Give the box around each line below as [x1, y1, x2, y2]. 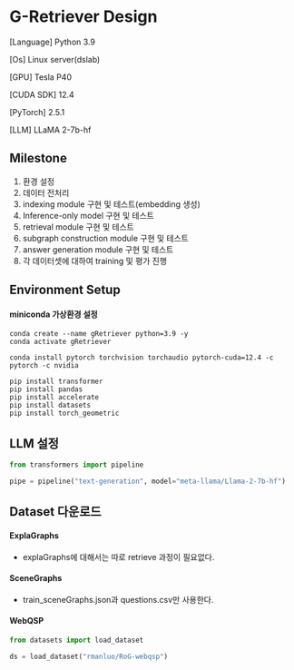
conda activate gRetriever [9, 338, 112, 347]
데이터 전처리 [22, 187, 70, 198]
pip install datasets [9, 401, 92, 410]
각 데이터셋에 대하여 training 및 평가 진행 [22, 255, 168, 266]
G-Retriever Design [9, 6, 158, 27]
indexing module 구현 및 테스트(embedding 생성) [22, 198, 201, 210]
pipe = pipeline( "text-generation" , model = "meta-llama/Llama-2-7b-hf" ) [9, 477, 286, 487]
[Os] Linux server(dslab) [9, 54, 101, 64]
